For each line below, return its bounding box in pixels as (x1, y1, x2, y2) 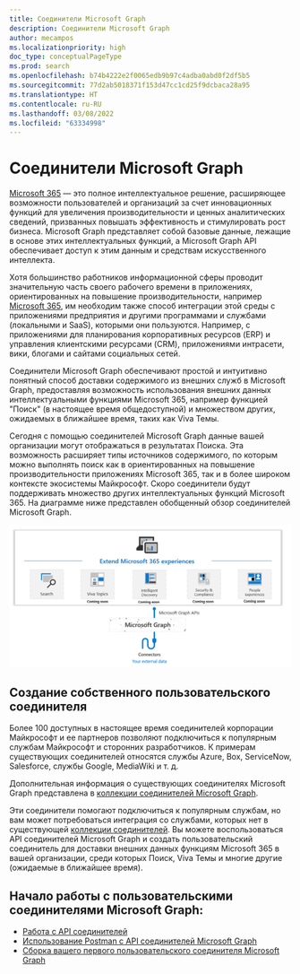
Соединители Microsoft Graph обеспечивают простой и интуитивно (9, 366, 268, 377)
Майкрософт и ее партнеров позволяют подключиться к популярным (9, 732, 278, 744)
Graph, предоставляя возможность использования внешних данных (9, 385, 271, 396)
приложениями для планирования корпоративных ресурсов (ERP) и (9, 329, 271, 340)
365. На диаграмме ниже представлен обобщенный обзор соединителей (9, 498, 291, 509)
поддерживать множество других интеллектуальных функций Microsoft (9, 488, 285, 499)
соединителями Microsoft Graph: (9, 902, 204, 917)
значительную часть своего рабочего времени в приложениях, (9, 282, 253, 292)
